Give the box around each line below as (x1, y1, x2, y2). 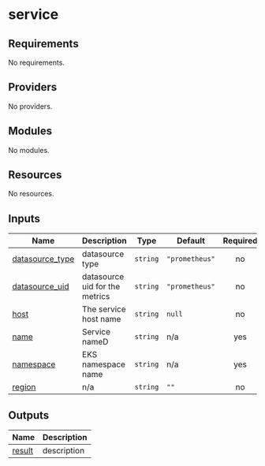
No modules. (8, 145, 50, 155)
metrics (81, 291, 110, 302)
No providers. (8, 101, 53, 111)
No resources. (8, 189, 54, 199)
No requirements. (8, 58, 65, 67)
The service (81, 304, 126, 315)
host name (81, 314, 121, 325)
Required (222, 235, 258, 246)
